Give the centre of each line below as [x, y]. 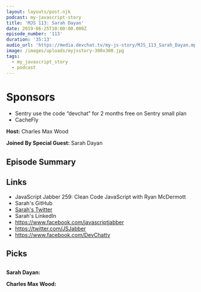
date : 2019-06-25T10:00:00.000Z [46, 28]
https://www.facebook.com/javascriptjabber [69, 222]
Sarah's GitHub [33, 203]
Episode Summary [41, 162]
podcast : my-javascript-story [44, 17]
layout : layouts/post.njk [38, 12]
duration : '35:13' [29, 39]
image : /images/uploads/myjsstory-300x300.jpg [65, 51]
